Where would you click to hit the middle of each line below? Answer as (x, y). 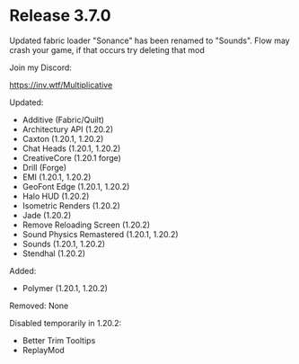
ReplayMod (43, 350)
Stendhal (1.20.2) (54, 253)
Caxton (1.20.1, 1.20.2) (63, 138)
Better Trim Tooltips (59, 340)
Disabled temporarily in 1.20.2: (66, 323)
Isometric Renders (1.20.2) (71, 205)
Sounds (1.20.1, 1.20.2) (64, 244)
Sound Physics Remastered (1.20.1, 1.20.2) (100, 234)
